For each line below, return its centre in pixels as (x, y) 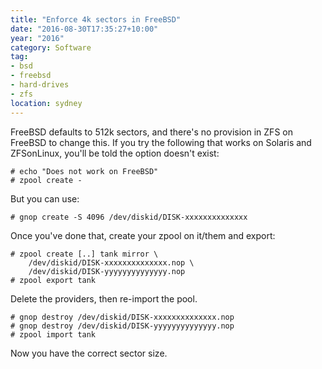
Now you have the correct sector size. (89, 353)
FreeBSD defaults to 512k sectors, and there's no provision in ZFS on (151, 132)
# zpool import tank (53, 334)
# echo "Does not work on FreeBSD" (84, 171)
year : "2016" (37, 38)
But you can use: (45, 198)
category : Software (51, 47)
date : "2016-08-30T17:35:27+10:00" (84, 29)
